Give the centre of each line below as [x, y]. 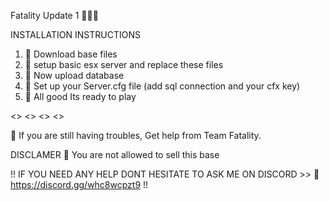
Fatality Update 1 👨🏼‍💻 [54, 15]
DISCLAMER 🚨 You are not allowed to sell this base [115, 154]
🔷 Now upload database [74, 75]
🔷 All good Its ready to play [80, 96]
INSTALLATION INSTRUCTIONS [75, 34]
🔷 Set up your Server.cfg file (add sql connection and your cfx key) [162, 86]
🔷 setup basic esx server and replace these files [124, 64]
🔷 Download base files [71, 54]
